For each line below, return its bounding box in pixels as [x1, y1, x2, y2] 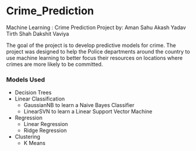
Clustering [14, 133, 40, 140]
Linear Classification [14, 95, 65, 102]
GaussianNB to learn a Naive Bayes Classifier [23, 102, 135, 109]
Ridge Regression [23, 127, 67, 134]
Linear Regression [23, 121, 68, 128]
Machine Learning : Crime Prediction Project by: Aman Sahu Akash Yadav [6, 24, 186, 31]
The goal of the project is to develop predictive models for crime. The [6, 42, 176, 49]
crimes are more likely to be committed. [6, 61, 103, 68]
